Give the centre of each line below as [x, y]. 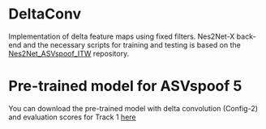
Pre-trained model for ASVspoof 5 [125, 86]
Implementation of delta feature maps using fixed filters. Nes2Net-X [122, 36]
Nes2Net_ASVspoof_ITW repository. [69, 53]
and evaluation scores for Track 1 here [72, 117]
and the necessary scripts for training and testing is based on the [132, 44]
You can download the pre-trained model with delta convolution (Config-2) [133, 108]
